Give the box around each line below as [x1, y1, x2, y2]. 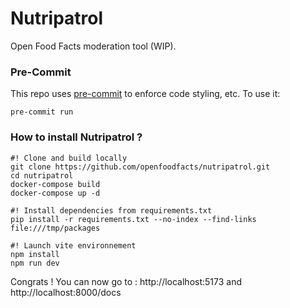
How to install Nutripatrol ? [10, 130, 143, 144]
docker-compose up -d [10, 188, 101, 198]
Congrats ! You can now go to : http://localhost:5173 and [10, 275, 243, 287]
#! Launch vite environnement [10, 240, 137, 251]
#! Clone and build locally [10, 153, 128, 163]
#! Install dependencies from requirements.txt [10, 205, 213, 216]
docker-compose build [10, 179, 101, 189]
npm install [10, 249, 60, 259]
